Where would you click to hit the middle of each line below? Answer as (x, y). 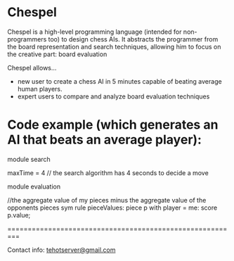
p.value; (19, 215)
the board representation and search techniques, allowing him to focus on (114, 46)
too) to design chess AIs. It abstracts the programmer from (133, 39)
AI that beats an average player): (105, 140)
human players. (40, 89)
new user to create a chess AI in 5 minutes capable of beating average (120, 81)
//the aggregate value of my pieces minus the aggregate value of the (107, 200)
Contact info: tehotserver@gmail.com (61, 250)
